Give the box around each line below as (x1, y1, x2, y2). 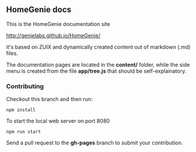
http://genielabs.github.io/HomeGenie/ (6, 32, 101, 39)
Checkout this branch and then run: (6, 96, 93, 103)
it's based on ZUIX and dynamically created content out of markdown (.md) (6, 43, 191, 50)
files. (6, 50, 18, 57)
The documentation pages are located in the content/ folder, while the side (6, 61, 190, 68)
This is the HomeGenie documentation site (6, 20, 110, 27)
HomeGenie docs (6, 5, 71, 15)
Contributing (6, 82, 44, 90)
